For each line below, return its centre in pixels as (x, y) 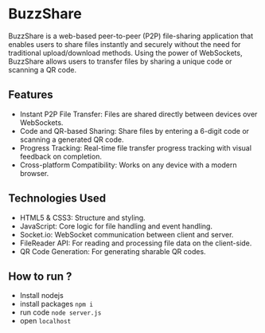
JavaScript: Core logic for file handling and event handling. (116, 226)
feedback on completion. (60, 156)
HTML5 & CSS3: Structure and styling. (82, 217)
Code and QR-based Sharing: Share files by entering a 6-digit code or (134, 131)
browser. (34, 173)
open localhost (45, 321)
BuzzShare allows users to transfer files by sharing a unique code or (120, 61)
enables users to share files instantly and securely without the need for (125, 44)
